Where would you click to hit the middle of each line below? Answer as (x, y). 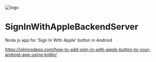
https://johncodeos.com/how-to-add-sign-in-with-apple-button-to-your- (78, 49)
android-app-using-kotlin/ (31, 54)
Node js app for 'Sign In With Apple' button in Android (59, 40)
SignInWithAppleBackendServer (72, 27)
